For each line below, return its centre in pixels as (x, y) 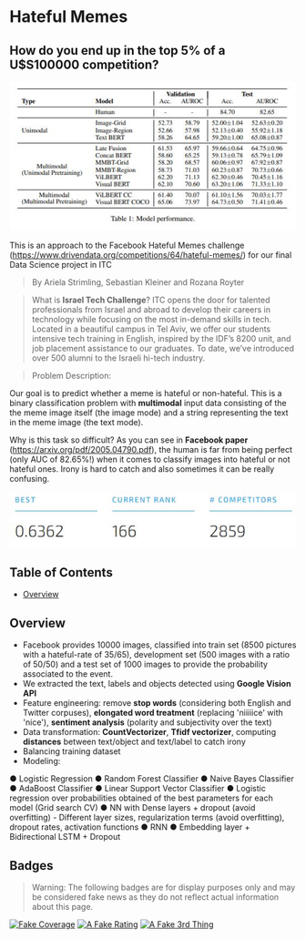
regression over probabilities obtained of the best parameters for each (141, 798)
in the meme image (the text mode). (76, 422)
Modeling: (41, 761)
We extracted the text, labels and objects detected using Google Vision (157, 684)
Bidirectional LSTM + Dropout (65, 837)
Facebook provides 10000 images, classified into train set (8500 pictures (159, 645)
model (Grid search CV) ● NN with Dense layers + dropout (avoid (133, 808)
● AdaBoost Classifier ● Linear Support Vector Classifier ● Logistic (138, 789)
